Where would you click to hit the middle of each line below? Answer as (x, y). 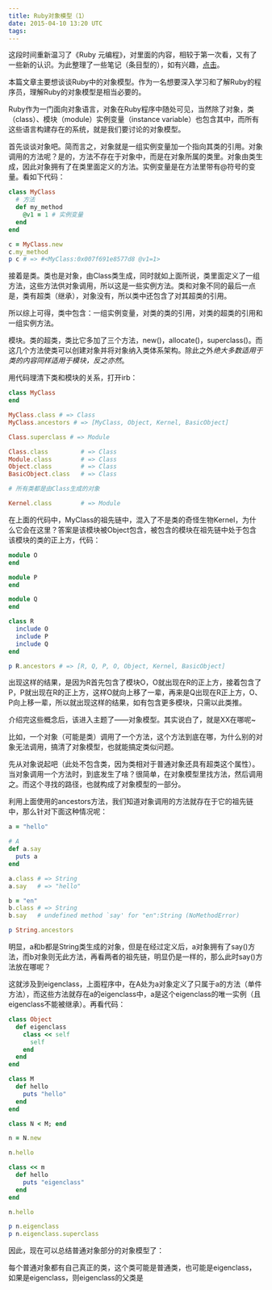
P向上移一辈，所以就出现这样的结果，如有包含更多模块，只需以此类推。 (127, 702)
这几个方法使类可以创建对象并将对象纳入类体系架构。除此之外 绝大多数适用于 (136, 350)
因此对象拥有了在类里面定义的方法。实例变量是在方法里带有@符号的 (135, 167)
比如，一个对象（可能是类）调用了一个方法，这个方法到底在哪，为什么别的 (132, 737)
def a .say (25, 849)
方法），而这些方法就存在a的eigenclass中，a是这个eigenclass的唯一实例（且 (134, 994)
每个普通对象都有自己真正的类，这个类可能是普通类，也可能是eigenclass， (132, 1267)
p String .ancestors (41, 930)
